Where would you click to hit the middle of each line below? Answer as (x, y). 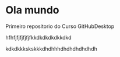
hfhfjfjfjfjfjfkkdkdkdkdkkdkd (38, 37)
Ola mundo (32, 10)
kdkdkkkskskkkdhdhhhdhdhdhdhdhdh (51, 49)
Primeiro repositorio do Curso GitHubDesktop (60, 26)
